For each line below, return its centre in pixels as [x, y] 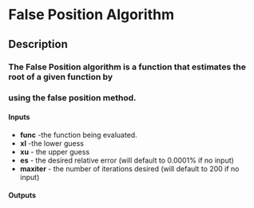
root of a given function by [61, 77]
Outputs [22, 195]
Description [38, 44]
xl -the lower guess [52, 143]
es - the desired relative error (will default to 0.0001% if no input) [127, 160]
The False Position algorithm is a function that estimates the [127, 67]
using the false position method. [73, 98]
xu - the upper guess [55, 151]
